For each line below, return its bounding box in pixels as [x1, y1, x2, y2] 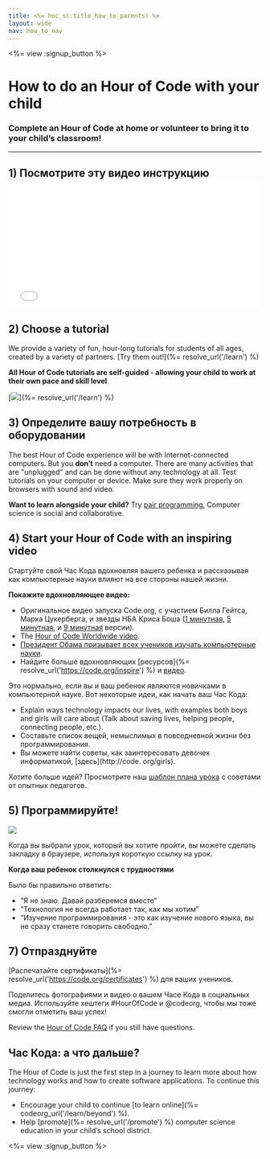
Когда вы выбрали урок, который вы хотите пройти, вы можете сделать [8, 840, 256, 850]
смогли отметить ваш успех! [8, 1007, 107, 1017]
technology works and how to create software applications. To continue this [8, 1076, 260, 1086]
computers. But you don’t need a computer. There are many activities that [8, 458, 254, 468]
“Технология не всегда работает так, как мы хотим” [19, 904, 199, 914]
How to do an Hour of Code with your [8, 77, 260, 95]
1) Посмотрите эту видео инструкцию [8, 167, 210, 180]
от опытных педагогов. [8, 780, 87, 790]
